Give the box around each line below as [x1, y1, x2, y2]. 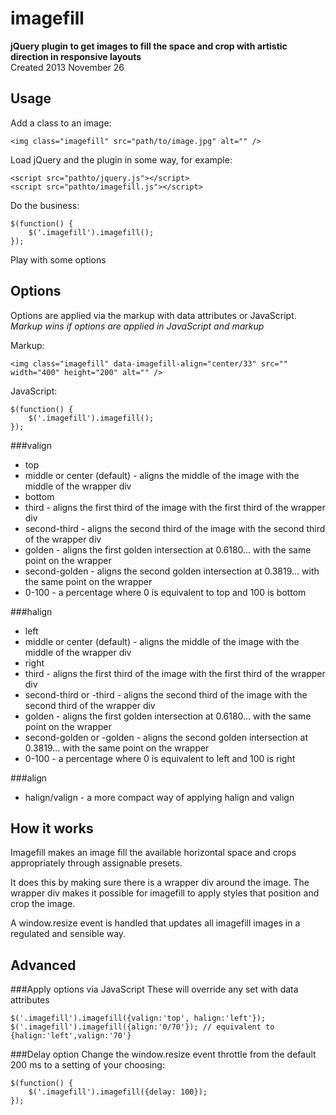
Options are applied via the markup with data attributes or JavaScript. [10, 309, 297, 321]
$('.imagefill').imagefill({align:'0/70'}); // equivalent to [10, 1022, 275, 1032]
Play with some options [10, 253, 107, 266]
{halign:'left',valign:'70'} [10, 1031, 132, 1041]
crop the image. [10, 898, 76, 910]
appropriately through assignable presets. [10, 857, 183, 869]
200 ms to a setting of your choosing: [10, 1059, 165, 1071]
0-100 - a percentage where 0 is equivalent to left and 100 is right [24, 752, 296, 764]
